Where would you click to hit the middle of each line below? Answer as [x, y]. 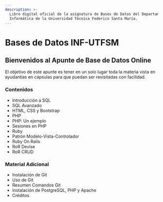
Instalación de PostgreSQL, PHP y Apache [54, 190]
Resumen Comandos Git [36, 185]
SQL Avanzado [27, 105]
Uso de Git [23, 180]
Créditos [21, 195]
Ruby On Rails [26, 141]
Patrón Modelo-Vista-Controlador [45, 136]
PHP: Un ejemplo [29, 121]
